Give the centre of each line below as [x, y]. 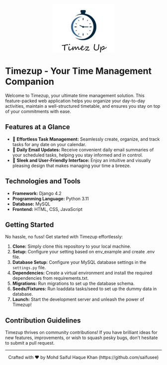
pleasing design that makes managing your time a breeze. [72, 166]
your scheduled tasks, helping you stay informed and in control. [78, 155]
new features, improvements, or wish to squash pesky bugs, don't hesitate [82, 338]
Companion [30, 82]
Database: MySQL [31, 204]
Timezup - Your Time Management [78, 71]
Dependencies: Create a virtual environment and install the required [82, 273]
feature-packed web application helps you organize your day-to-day [75, 101]
